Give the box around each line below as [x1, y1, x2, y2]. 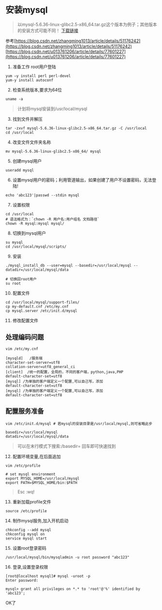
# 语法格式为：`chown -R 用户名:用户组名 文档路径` [5, 217, 100, 222]
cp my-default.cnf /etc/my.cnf [5, 304, 69, 309]
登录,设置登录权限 [12, 564, 48, 570]
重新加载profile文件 [12, 499, 51, 504]
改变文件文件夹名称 [12, 139, 51, 145]
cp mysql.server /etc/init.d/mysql [5, 308, 78, 313]
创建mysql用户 [12, 158, 42, 164]
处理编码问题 [5, 333, 44, 341]
